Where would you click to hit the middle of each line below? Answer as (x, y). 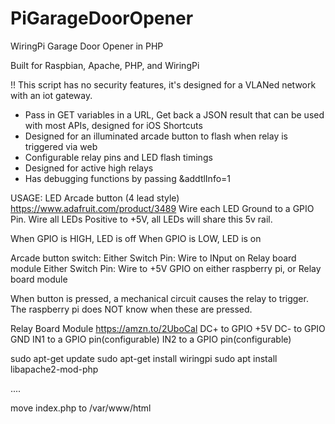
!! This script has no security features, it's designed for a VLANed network (163, 84)
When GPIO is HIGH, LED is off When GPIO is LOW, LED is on (136, 238)
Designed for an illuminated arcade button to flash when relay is (156, 136)
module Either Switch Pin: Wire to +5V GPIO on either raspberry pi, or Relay (166, 268)
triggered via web (61, 146)
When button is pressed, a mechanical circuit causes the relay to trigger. (159, 298)
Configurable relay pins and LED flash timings (118, 157)
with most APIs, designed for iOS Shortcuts (113, 125)
